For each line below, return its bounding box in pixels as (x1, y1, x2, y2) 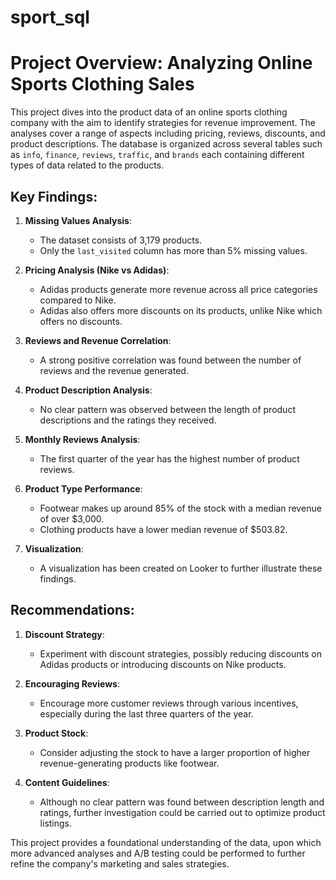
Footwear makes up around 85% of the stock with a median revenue (39, 502, 322, 514)
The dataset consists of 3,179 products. (39, 234, 203, 246)
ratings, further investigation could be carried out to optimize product (39, 806, 326, 818)
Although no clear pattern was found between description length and (39, 796, 325, 808)
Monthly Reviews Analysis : (24, 433, 141, 445)
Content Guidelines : (24, 776, 110, 788)
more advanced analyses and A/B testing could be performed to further (10, 847, 306, 859)
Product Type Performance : (24, 482, 143, 495)
